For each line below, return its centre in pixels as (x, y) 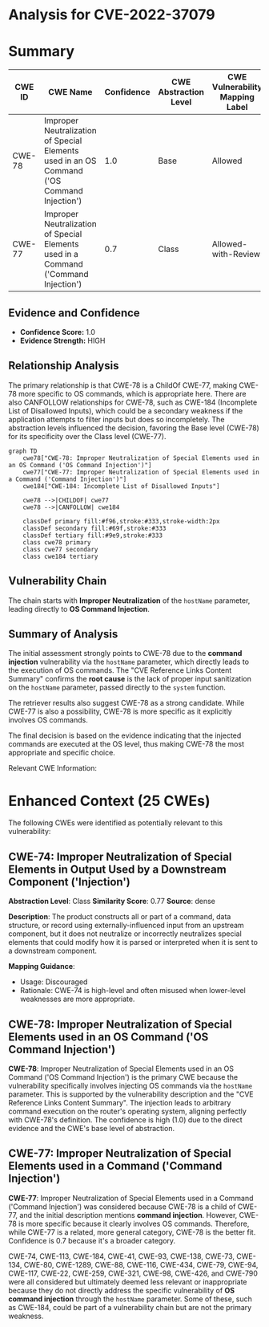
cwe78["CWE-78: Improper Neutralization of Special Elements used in (141, 458)
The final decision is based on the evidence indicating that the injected (125, 735)
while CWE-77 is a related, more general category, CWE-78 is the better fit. (132, 1232)
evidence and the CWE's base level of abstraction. (91, 1128)
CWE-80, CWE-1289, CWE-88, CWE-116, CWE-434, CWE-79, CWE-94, (141, 1264)
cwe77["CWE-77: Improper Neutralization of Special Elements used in (141, 472)
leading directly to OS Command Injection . (79, 609)
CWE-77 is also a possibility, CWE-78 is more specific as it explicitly (120, 711)
